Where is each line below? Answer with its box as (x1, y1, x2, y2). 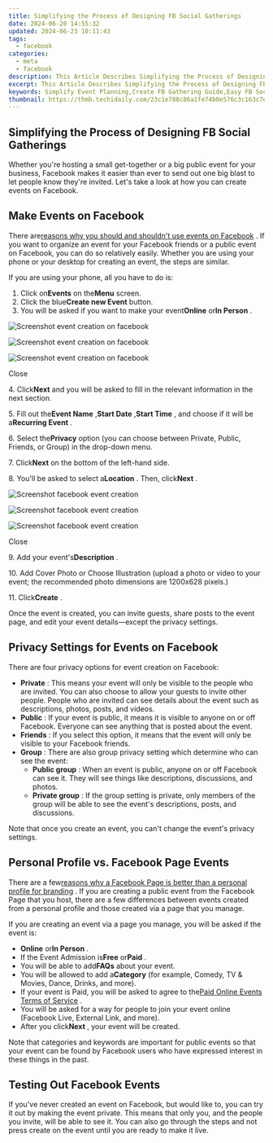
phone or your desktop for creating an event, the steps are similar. (8, 256, 230, 266)
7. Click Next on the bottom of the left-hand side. (8, 458, 171, 467)
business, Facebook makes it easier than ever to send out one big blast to (8, 169, 255, 178)
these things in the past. (8, 1054, 89, 1064)
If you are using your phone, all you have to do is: (8, 272, 173, 282)
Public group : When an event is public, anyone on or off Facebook (32, 764, 258, 774)
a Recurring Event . (8, 417, 73, 427)
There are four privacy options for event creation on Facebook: (8, 662, 219, 672)
